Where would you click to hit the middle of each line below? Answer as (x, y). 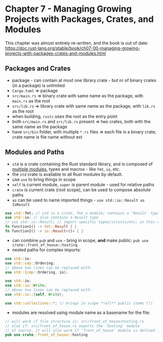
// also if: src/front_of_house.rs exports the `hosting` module (72, 326)
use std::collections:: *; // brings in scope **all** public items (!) (79, 303)
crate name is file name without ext (47, 137)
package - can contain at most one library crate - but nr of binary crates (84, 80)
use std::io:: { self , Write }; (34, 294)
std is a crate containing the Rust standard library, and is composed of (82, 164)
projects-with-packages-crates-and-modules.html (56, 53)
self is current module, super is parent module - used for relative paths (83, 184)
